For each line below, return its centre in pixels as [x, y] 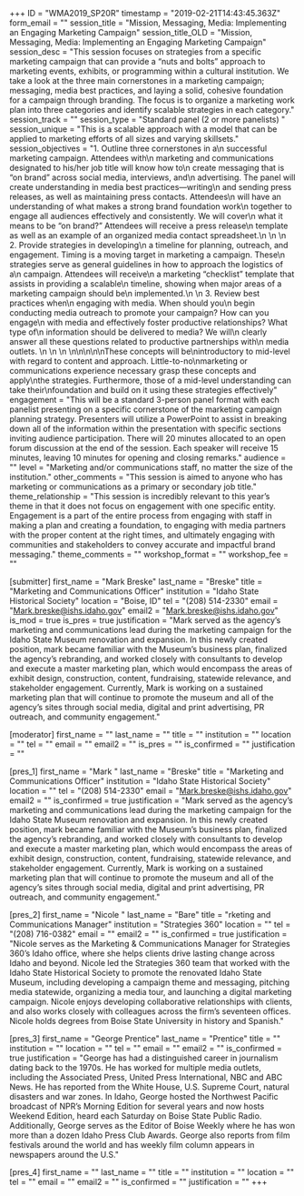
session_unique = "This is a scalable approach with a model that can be [143, 129]
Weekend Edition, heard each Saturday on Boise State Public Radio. [136, 1116]
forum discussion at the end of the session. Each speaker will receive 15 [144, 448]
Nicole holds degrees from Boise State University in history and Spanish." [147, 1021]
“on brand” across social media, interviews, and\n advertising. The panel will [152, 177]
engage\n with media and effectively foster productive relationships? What [148, 322]
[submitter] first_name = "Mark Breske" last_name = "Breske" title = [136, 582]
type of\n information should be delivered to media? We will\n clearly [138, 332]
